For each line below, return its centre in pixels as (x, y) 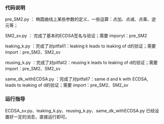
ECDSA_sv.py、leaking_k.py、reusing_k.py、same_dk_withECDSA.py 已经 (80, 110)
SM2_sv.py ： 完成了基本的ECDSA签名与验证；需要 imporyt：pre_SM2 (76, 36)
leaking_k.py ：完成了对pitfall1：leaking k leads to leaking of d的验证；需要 (81, 46)
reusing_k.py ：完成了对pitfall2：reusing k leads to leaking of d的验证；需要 (82, 62)
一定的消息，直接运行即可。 (41, 117)
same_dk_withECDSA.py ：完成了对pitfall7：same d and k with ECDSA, (77, 79)
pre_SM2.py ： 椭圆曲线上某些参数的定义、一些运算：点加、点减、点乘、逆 (81, 19)
